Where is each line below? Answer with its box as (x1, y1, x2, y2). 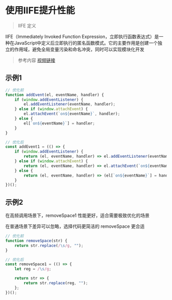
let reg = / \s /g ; (14, 267, 52, 272)
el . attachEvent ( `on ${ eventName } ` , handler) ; (24, 111, 120, 117)
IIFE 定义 (17, 23, 36, 29)
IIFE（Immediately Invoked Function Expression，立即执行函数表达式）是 (5, 33, 159, 39)
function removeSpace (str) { (5, 238, 68, 243)
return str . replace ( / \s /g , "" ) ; (14, 243, 83, 248)
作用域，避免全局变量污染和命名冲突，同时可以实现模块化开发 (14, 46, 144, 52)
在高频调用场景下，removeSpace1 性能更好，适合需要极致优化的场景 (5, 212, 150, 219)
